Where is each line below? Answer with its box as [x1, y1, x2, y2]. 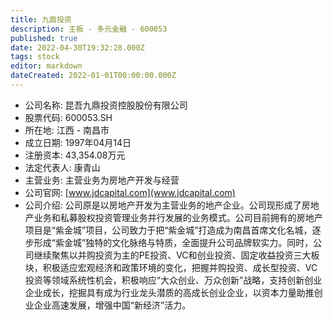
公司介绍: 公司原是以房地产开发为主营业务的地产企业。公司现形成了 [24, 199, 302, 211]
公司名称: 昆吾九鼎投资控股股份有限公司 [24, 99, 188, 111]
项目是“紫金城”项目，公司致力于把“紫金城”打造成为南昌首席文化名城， [24, 224, 313, 236]
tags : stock [10, 52, 60, 62]
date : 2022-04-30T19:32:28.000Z [10, 42, 145, 53]
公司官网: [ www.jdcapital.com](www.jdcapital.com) [24, 186, 236, 198]
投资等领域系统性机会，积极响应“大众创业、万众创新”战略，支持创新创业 [24, 274, 323, 286]
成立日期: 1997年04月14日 [24, 136, 132, 148]
